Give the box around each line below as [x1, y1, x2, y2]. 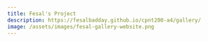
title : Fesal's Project [7, 10, 77, 17]
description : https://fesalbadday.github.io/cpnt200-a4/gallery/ [7, 17, 201, 24]
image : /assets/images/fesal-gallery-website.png [7, 23, 155, 30]
